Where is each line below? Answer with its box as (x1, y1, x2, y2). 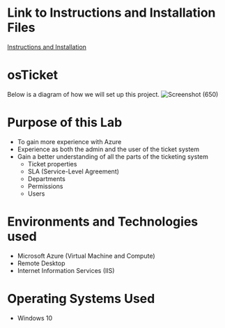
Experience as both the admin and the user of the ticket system (17, 145, 200, 153)
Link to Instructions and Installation (7, 5, 216, 21)
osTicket (7, 68, 59, 83)
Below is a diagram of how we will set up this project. (7, 90, 160, 98)
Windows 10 (17, 313, 53, 322)
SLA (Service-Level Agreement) (27, 167, 120, 175)
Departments (27, 174, 66, 182)
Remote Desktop (17, 259, 65, 267)
